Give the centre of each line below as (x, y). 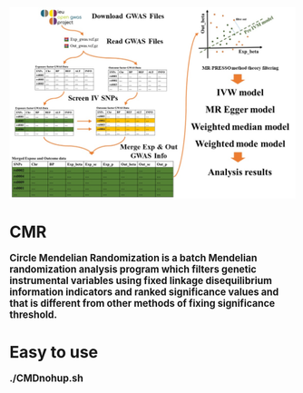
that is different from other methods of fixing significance (142, 304)
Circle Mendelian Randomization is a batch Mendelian (133, 259)
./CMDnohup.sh (46, 378)
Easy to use (54, 353)
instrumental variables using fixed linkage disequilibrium (141, 281)
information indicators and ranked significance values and (144, 292)
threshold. (33, 315)
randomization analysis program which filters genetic (133, 270)
